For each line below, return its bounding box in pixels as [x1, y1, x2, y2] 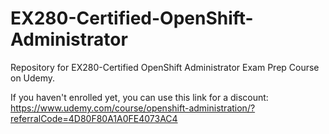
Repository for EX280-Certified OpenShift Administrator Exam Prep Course [10, 61, 320, 73]
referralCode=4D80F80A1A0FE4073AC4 [10, 112, 178, 124]
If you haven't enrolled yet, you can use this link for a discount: [10, 91, 269, 103]
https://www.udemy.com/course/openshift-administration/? [10, 102, 256, 114]
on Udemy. [10, 72, 56, 84]
